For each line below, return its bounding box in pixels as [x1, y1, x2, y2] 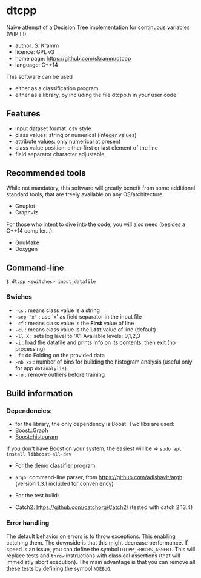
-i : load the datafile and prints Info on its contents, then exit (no [15, 339, 176, 346]
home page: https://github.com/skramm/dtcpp [15, 55, 131, 62]
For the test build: [15, 492, 59, 499]
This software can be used [6, 73, 73, 80]
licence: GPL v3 [15, 48, 54, 55]
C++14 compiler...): [6, 227, 54, 234]
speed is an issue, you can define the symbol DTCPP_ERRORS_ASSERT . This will [6, 545, 196, 553]
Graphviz [15, 208, 38, 216]
